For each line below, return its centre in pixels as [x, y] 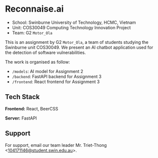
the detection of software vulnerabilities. [45, 53]
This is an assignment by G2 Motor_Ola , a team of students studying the [77, 42]
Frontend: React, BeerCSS [32, 108]
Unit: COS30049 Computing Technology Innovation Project [71, 27]
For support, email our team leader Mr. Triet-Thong [56, 145]
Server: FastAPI [21, 118]
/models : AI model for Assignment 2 [48, 71]
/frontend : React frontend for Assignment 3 [56, 82]
